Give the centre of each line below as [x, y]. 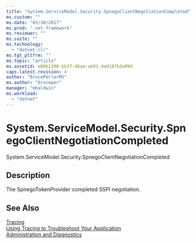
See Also [23, 208]
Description [28, 175]
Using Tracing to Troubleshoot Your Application [64, 228]
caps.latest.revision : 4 [36, 72]
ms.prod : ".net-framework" [39, 28]
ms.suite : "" [22, 39]
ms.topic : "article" [31, 61]
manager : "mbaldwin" [31, 88]
